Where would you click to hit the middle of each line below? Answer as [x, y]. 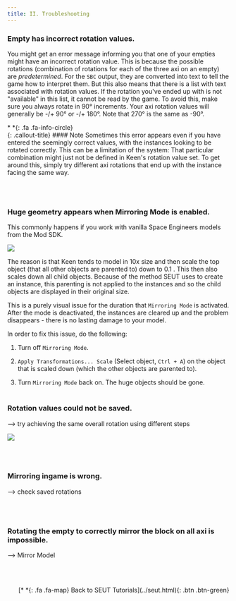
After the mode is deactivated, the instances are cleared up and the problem [118, 313]
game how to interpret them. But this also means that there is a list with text [117, 84]
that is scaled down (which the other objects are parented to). [107, 369]
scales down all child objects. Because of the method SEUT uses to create [115, 277]
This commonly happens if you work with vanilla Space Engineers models [114, 227]
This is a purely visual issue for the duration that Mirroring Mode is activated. [118, 305]
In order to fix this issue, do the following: [68, 334]
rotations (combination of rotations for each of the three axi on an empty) [113, 68]
